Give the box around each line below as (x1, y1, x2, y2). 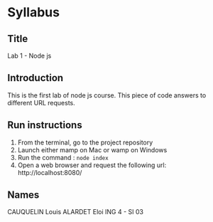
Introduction (7, 72, 64, 84)
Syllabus (7, 4, 60, 21)
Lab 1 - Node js (7, 51, 52, 60)
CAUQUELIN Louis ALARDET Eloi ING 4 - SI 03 (7, 208, 144, 216)
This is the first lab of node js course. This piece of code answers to (7, 90, 207, 100)
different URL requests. (7, 98, 76, 107)
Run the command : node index (17, 153, 109, 162)
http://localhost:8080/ (17, 168, 82, 176)
